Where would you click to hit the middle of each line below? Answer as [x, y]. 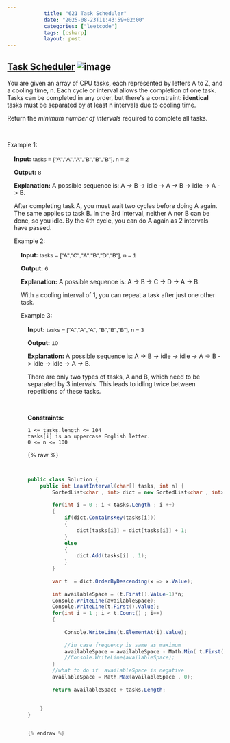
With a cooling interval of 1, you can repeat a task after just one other [118, 294]
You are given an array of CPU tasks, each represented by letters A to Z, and [115, 83]
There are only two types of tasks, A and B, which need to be [114, 377]
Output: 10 [43, 342]
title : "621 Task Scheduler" [85, 13]
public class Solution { [63, 479]
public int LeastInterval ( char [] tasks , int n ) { [112, 486]
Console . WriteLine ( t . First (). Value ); [106, 607]
